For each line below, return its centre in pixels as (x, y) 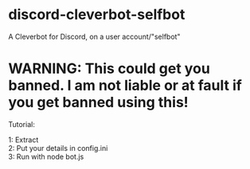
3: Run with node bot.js (46, 156)
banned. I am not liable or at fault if (125, 86)
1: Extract (23, 140)
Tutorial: (22, 124)
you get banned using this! (98, 103)
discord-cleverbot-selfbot (97, 15)
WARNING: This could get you (109, 69)
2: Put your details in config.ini (58, 148)
